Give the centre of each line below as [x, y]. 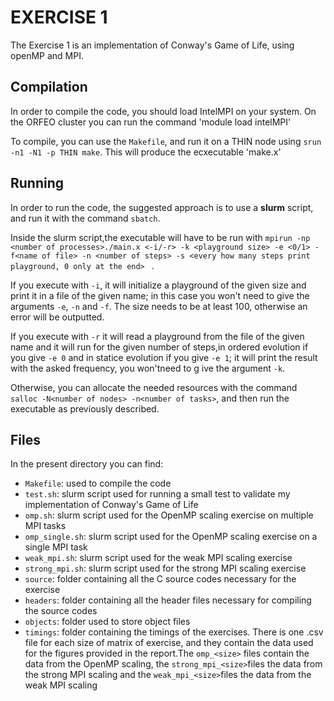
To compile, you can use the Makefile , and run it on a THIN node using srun [166, 141]
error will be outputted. [57, 317]
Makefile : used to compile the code [98, 483]
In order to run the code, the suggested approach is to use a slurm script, [162, 207]
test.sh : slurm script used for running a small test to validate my [157, 494]
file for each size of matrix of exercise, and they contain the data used [169, 643]
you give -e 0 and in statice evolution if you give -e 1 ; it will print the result [164, 357]
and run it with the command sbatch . [85, 218]
